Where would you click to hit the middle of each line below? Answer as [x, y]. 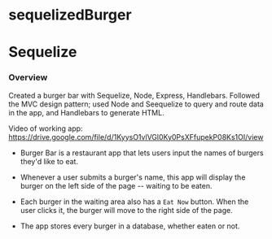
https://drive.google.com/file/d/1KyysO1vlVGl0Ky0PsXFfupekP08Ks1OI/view [136, 137]
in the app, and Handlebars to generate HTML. [86, 112]
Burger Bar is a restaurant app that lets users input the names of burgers [142, 153]
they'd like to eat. [49, 161]
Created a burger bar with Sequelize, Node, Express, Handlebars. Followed [134, 95]
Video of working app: [46, 128]
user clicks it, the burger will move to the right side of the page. [127, 210]
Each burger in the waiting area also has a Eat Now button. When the [134, 202]
